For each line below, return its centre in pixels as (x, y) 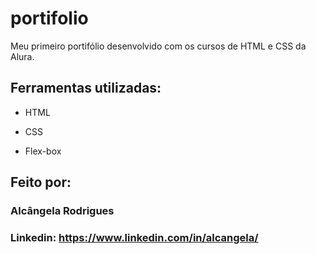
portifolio (49, 18)
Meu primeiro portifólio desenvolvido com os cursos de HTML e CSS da (158, 46)
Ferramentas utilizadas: (86, 88)
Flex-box (43, 151)
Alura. (22, 56)
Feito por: (41, 182)
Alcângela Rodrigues (62, 211)
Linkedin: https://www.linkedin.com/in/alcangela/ (134, 237)
